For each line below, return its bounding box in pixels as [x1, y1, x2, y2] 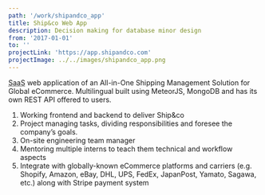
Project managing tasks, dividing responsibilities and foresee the [19, 119, 233, 128]
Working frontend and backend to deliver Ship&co [19, 110, 185, 119]
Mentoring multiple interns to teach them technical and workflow [19, 144, 233, 154]
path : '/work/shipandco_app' [8, 11, 105, 20]
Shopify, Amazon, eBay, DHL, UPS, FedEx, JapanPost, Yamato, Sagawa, [19, 169, 257, 179]
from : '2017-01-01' [8, 33, 73, 42]
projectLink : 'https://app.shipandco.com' [8, 49, 152, 57]
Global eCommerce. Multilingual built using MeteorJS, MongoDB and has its [8, 86, 258, 96]
